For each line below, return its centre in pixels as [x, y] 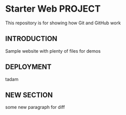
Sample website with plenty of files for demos [53, 51]
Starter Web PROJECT [53, 9]
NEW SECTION [29, 95]
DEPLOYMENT [28, 67]
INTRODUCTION [31, 39]
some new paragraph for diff [35, 107]
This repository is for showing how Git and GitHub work [63, 23]
